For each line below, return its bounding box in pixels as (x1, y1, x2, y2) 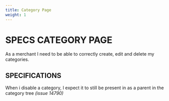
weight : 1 (5, 12, 27, 17)
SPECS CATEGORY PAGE (5, 34, 113, 46)
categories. (5, 57, 29, 63)
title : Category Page (5, 7, 52, 13)
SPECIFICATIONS (5, 71, 61, 80)
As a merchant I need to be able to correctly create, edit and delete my (5, 51, 155, 57)
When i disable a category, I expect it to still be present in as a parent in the (5, 85, 164, 91)
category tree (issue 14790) (5, 90, 64, 96)
